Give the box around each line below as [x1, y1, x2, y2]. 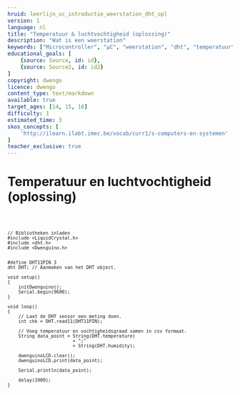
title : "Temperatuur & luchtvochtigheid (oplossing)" [7, 30, 171, 38]
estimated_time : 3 [7, 116, 62, 123]
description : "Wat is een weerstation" [7, 37, 126, 44]
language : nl [7, 24, 46, 31]
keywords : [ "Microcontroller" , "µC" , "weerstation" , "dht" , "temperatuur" [7, 43, 235, 51]
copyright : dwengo [7, 76, 62, 84]
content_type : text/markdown [7, 90, 94, 97]
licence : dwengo [7, 83, 56, 91]
